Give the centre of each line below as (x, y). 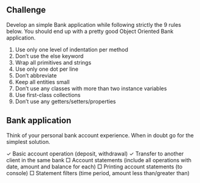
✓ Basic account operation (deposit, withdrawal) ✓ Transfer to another (95, 153)
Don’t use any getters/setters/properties (65, 101)
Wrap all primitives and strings (53, 62)
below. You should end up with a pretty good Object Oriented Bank (90, 31)
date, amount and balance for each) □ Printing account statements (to (95, 167)
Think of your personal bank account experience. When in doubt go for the (100, 135)
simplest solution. (28, 142)
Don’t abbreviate (36, 75)
